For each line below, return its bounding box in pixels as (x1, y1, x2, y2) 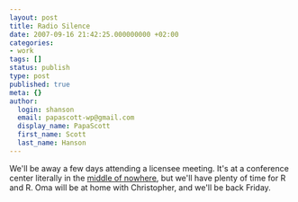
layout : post (9, 13, 59, 22)
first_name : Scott (17, 130, 87, 139)
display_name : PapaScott (17, 122, 111, 131)
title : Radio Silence (9, 22, 91, 31)
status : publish (9, 64, 70, 73)
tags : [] (9, 55, 42, 64)
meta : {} (9, 88, 42, 97)
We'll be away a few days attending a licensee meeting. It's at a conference (9, 162, 290, 173)
